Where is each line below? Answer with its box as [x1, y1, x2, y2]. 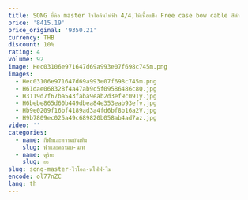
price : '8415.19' [8, 19, 66, 27]
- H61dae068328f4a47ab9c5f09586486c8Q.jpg [15, 84, 157, 93]
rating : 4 [8, 48, 41, 56]
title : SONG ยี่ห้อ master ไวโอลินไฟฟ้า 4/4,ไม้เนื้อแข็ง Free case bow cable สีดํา [8, 11, 240, 20]
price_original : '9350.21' [8, 26, 97, 34]
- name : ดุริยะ [15, 150, 55, 158]
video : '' [8, 121, 41, 129]
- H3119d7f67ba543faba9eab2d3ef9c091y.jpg [15, 92, 157, 100]
